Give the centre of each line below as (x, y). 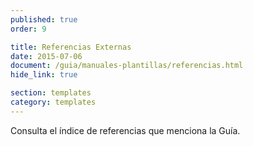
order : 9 (28, 29)
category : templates (53, 102)
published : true (44, 19)
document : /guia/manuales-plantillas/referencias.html (127, 66)
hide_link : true (44, 75)
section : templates (51, 93)
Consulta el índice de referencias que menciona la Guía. (125, 130)
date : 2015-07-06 (46, 56)
